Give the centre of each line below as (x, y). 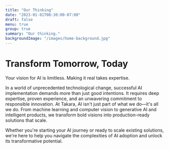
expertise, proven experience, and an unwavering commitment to (74, 98)
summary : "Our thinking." (33, 34)
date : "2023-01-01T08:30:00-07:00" (43, 15)
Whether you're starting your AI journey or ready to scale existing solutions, (85, 130)
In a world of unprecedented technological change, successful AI (74, 88)
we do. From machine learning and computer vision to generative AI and (81, 109)
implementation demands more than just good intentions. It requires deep (82, 93)
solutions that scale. (26, 120)
